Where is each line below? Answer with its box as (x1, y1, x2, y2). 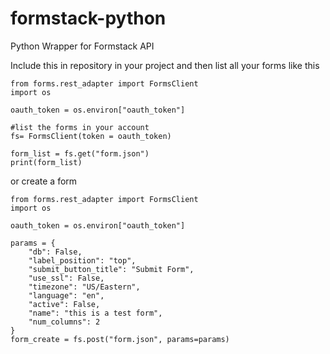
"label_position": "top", (28, 255, 137, 266)
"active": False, (28, 299, 101, 309)
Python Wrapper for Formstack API (10, 40, 155, 52)
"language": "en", (28, 290, 105, 301)
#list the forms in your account (10, 122, 150, 132)
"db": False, (28, 247, 83, 257)
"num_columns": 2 (28, 317, 101, 327)
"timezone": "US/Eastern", (28, 282, 141, 292)
